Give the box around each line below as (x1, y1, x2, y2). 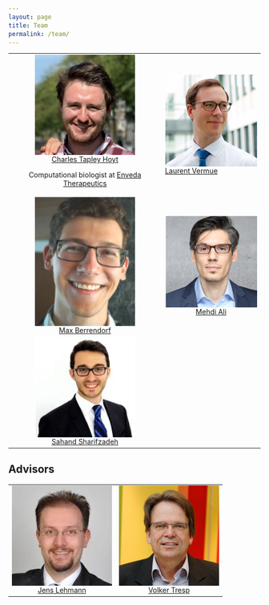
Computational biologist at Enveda (28, 170, 142, 180)
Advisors (8, 462, 54, 477)
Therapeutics (62, 179, 107, 189)
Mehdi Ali (195, 307, 227, 316)
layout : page (8, 13, 52, 21)
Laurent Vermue (164, 166, 219, 176)
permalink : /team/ (8, 30, 70, 38)
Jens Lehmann (37, 586, 86, 595)
